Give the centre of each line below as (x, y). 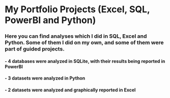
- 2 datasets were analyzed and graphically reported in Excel (70, 90)
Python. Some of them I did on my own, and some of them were (84, 43)
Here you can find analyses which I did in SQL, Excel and (76, 36)
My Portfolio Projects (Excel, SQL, (77, 9)
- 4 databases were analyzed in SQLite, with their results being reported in (85, 61)
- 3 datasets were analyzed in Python (45, 78)
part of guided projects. (35, 49)
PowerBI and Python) (50, 20)
